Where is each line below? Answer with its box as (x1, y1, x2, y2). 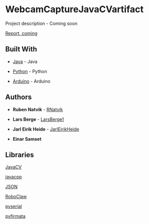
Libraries (5, 150, 34, 159)
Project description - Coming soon (5, 20, 78, 26)
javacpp (5, 174, 22, 180)
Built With (5, 45, 37, 54)
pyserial (5, 203, 22, 209)
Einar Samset (12, 136, 42, 142)
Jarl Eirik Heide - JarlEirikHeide (12, 126, 80, 132)
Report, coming (5, 30, 38, 36)
